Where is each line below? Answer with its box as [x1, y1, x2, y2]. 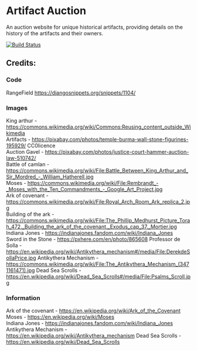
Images [6, 104, 28, 112]
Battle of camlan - [6, 160, 50, 168]
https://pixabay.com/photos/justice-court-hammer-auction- [45, 148, 189, 155]
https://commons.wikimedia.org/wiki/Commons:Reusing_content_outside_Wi [6, 123, 191, 130]
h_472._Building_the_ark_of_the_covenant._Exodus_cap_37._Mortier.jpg [6, 223, 177, 230]
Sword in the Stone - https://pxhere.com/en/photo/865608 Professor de [6, 235, 181, 242]
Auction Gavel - [6, 148, 44, 155]
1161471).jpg [6, 266, 35, 274]
